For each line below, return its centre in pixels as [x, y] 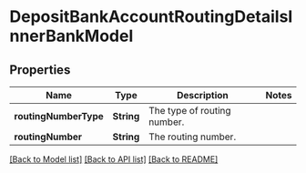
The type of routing [190, 111]
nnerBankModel [71, 36]
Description [203, 95]
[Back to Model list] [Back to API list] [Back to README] [114, 159]
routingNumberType [59, 116]
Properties [40, 70]
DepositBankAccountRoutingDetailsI [151, 17]
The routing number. [193, 137]
